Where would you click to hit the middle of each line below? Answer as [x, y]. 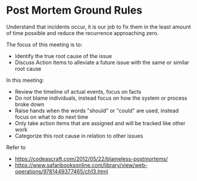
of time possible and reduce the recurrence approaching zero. [82, 33]
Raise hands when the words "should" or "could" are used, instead [97, 110]
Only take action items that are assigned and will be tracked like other [100, 123]
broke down [29, 104]
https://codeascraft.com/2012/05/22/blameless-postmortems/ [91, 158]
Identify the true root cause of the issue [63, 56]
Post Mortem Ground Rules [74, 10]
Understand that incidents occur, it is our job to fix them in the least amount [99, 27]
